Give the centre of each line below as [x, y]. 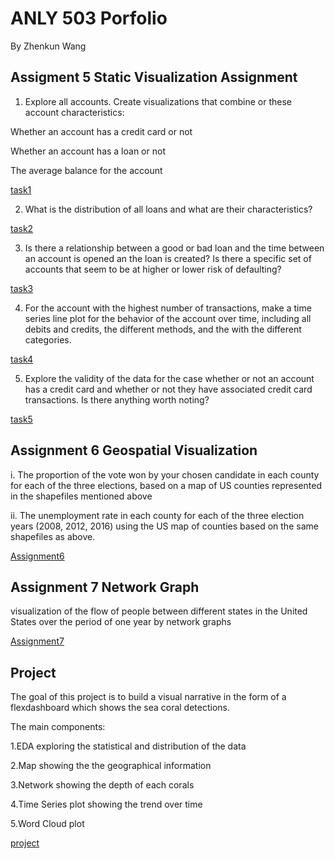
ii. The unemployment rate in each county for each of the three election [157, 515]
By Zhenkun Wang [48, 46]
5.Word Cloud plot [47, 824]
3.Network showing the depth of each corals [102, 785]
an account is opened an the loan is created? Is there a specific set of [168, 258]
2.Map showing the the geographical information [111, 766]
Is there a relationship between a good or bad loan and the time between [174, 248]
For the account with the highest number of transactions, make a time [168, 308]
